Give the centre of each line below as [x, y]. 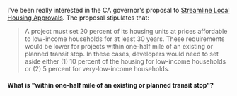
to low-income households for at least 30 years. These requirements [125, 39]
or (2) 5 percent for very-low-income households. [97, 69]
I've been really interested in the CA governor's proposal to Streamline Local [118, 10]
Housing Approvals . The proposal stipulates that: [79, 18]
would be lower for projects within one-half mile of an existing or [119, 46]
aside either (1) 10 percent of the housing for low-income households [125, 61]
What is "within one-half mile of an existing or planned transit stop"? [111, 85]
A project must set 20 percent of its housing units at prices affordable [126, 31]
